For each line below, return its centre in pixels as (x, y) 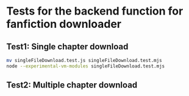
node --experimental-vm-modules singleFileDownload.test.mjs (86, 66)
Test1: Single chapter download (67, 46)
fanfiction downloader (64, 24)
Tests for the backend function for (95, 11)
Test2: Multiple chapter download (72, 85)
